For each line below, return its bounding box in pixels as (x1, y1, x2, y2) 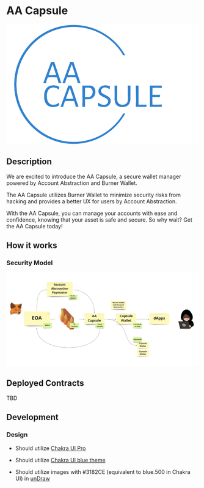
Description (6, 157, 52, 167)
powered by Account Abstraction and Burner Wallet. (6, 179, 137, 187)
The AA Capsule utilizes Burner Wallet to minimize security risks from (6, 191, 181, 198)
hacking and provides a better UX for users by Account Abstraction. (6, 197, 177, 205)
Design (6, 430, 28, 439)
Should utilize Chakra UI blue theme (15, 456, 106, 464)
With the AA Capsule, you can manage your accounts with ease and (6, 209, 178, 217)
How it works (6, 240, 57, 251)
